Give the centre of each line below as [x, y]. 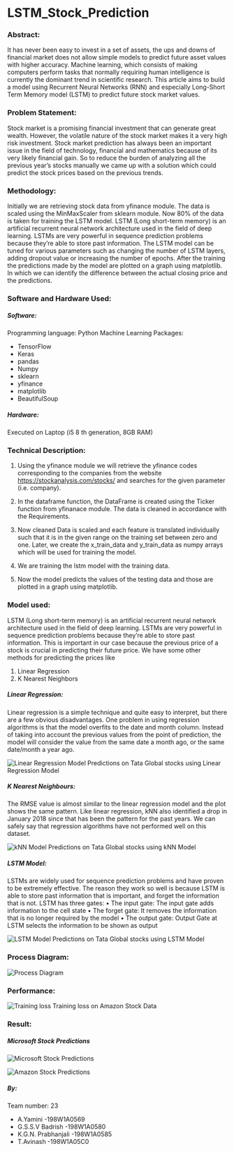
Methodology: [32, 190]
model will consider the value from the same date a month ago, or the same [116, 742]
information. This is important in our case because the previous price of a [113, 643]
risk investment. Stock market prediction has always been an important [109, 143]
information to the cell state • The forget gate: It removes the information [112, 911]
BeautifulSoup [38, 398]
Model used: [29, 605]
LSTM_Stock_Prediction [78, 13]
